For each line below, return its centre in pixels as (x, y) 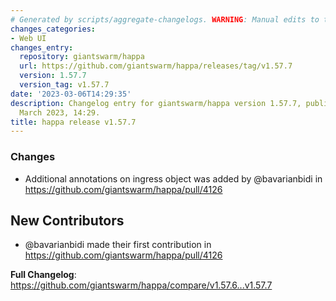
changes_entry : (42, 47)
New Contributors (67, 220)
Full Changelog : (43, 275)
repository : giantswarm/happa (82, 57)
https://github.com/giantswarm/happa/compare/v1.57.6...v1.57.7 (141, 285)
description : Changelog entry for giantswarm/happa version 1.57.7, (156, 103)
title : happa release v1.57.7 (73, 122)
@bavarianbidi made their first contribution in (118, 245)
